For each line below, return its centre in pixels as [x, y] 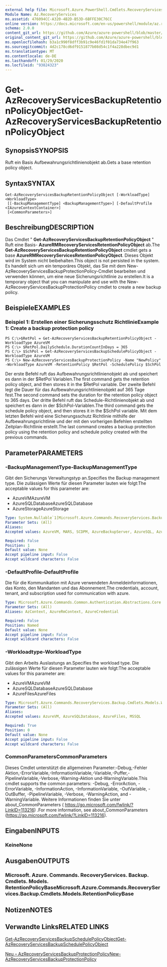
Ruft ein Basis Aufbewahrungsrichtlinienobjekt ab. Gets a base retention [78, 163]
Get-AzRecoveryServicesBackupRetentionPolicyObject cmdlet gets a [78, 250]
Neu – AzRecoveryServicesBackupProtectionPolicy [57, 954]
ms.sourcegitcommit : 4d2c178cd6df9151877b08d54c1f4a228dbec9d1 [72, 47]
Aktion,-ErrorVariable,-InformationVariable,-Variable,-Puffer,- [68, 773]
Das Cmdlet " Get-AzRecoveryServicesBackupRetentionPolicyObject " [80, 239]
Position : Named [22, 625]
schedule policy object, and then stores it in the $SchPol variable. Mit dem [81, 411]
